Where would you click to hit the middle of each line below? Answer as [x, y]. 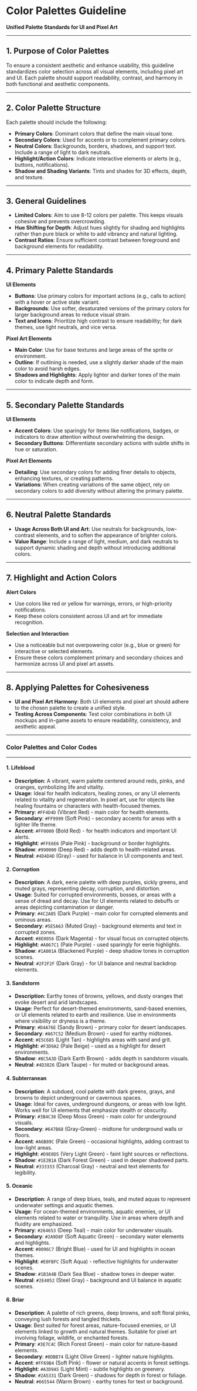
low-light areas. [33, 1147]
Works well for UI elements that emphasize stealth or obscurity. [91, 1110]
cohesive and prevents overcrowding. [60, 221]
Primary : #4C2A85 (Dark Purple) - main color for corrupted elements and [101, 913]
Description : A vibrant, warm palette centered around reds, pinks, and [99, 781]
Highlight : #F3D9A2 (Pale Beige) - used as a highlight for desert [90, 1046]
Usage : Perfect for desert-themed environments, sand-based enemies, [101, 1009]
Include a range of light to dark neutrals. [63, 152]
